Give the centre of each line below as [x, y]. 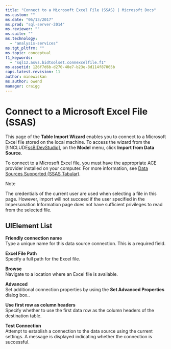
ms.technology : [21, 39]
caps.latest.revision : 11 [33, 72]
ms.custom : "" [20, 15]
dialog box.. [18, 295]
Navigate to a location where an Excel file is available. [62, 274]
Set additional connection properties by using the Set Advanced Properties [85, 290]
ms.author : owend [24, 81]
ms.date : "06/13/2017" [29, 19]
